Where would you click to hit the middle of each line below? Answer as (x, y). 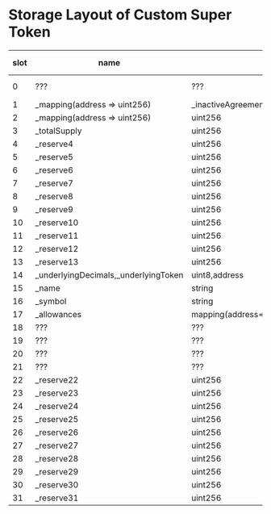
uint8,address (217, 274)
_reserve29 (57, 471)
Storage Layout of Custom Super (120, 15)
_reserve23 (57, 393)
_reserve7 (54, 183)
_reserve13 (57, 261)
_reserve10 (57, 222)
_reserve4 (54, 144)
